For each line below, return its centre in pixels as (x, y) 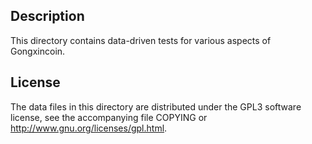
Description (47, 16)
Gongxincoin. (38, 51)
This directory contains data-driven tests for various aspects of (141, 40)
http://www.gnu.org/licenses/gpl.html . (89, 128)
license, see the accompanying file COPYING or (109, 117)
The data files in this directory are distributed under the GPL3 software (156, 106)
